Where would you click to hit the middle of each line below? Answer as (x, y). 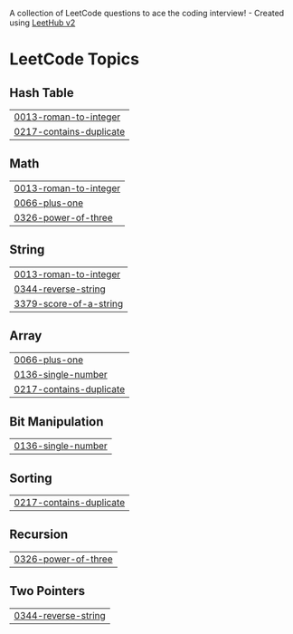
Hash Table (42, 93)
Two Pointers (47, 591)
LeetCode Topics (75, 59)
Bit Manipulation (57, 422)
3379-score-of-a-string (69, 303)
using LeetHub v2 (43, 23)
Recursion (39, 535)
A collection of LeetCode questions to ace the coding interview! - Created (147, 13)
